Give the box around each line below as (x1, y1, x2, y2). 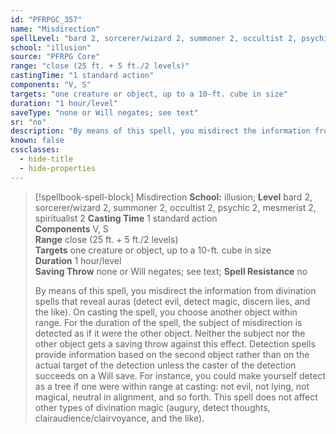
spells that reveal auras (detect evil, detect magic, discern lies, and (34, 295, 311, 307)
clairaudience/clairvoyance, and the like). (34, 412, 205, 424)
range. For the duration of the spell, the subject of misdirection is (34, 316, 303, 328)
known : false (10, 136, 65, 146)
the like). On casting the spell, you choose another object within (34, 306, 298, 318)
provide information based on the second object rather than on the (34, 348, 310, 360)
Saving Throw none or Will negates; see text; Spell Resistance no (34, 265, 308, 277)
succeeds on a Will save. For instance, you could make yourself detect (34, 369, 326, 381)
